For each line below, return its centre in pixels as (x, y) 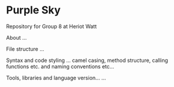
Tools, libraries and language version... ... (56, 78)
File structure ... (25, 49)
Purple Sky (33, 10)
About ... (17, 37)
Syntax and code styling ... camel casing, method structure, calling (87, 60)
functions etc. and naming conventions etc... (60, 66)
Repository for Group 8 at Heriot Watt (52, 26)
